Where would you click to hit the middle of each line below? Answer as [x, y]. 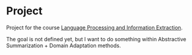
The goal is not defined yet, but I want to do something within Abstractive [96, 39]
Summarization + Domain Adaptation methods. [64, 45]
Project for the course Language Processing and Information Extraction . [95, 27]
